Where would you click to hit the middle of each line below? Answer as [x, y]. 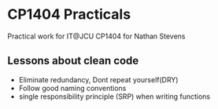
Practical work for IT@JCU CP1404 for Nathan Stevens [96, 36]
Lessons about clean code [73, 61]
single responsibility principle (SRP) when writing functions [114, 96]
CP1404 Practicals [69, 15]
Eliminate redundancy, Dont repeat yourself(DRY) [98, 79]
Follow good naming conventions [72, 88]
